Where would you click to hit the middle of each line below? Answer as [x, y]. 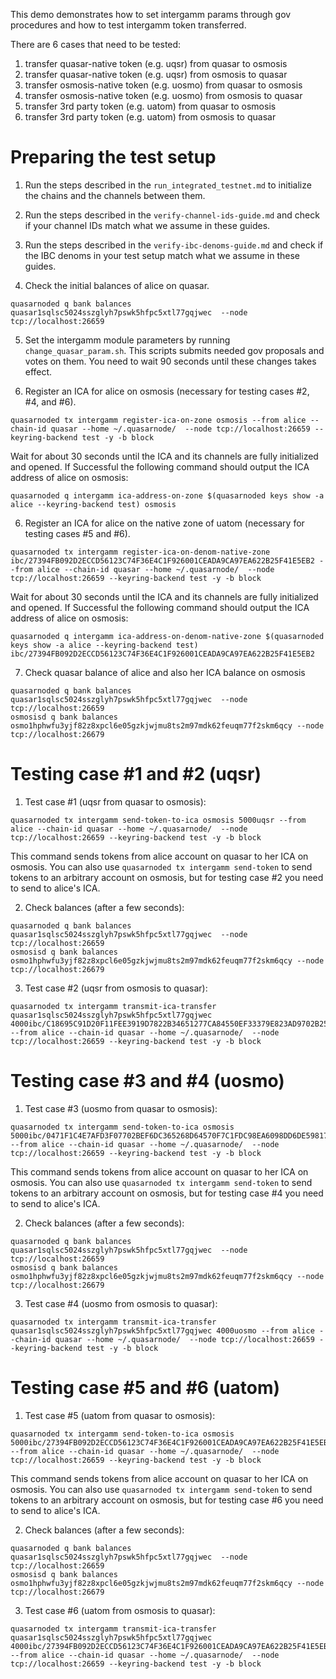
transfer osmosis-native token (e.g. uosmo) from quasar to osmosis [163, 85]
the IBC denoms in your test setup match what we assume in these [162, 255]
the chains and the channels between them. [115, 195]
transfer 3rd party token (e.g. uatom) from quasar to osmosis [150, 106]
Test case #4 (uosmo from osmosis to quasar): [121, 1303]
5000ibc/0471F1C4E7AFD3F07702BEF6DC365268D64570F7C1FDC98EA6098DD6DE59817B [171, 1135]
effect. [38, 371]
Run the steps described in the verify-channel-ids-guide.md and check [172, 215]
